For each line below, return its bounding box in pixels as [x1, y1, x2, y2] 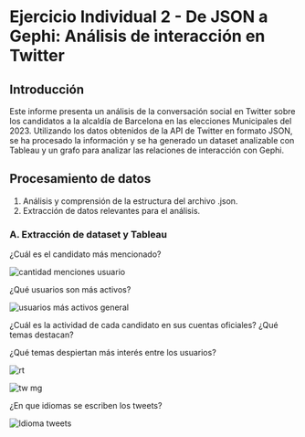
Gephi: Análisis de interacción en [9, 26, 266, 47]
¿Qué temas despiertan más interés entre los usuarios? [9, 347, 216, 358]
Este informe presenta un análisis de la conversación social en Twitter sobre [9, 106, 296, 116]
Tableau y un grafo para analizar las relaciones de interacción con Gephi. [9, 144, 285, 155]
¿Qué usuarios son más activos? [9, 284, 131, 295]
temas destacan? [9, 329, 75, 340]
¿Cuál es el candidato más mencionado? [9, 249, 162, 260]
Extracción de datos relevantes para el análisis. [22, 205, 201, 216]
